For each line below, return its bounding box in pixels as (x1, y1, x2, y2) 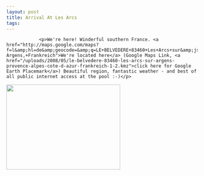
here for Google (150, 63, 191, 70)
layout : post (6, 8, 39, 15)
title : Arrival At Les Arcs (6, 15, 78, 21)
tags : (6, 20, 20, 26)
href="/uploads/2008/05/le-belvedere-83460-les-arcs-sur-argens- (6, 58, 175, 64)
